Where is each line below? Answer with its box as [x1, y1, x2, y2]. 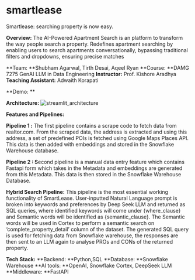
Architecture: [6, 99, 40, 106]
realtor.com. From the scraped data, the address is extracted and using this [6, 128, 187, 135]
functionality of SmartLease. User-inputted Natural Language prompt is [6, 194, 177, 202]
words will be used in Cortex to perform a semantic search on [6, 219, 155, 226]
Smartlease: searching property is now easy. [6, 23, 114, 30]
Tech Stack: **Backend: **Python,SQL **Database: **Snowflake [6, 255, 168, 262]
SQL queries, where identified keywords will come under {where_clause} [6, 207, 181, 214]
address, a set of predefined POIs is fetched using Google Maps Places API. [6, 134, 189, 141]
